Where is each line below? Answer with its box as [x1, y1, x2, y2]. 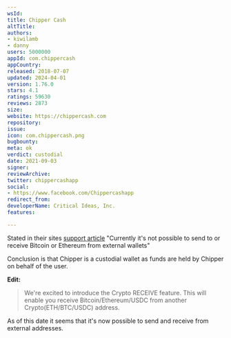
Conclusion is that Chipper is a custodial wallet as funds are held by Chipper [7, 255, 224, 263]
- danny [7, 42, 30, 49]
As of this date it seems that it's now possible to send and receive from [7, 317, 209, 325]
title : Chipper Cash [7, 17, 67, 23]
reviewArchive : [7, 170, 51, 177]
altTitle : [7, 23, 36, 30]
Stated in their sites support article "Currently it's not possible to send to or [7, 234, 221, 242]
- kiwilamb [7, 36, 39, 43]
